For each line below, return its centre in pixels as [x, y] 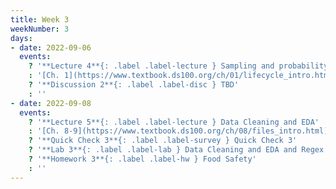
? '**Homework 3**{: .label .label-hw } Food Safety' [142, 159]
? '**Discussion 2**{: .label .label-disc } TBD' [134, 85]
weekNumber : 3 [40, 29]
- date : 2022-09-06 [51, 47]
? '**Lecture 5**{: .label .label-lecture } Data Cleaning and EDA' [174, 122]
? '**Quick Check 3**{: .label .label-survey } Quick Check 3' [163, 141]
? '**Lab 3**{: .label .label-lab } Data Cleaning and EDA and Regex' [178, 150]
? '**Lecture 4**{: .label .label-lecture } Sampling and [151, 66]
